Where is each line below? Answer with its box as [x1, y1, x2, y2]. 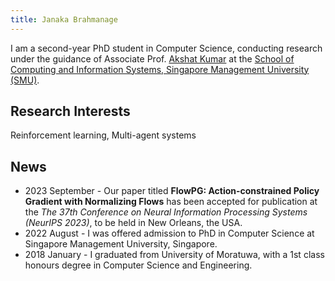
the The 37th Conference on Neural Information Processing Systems [24, 206, 308, 218]
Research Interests [10, 103, 131, 120]
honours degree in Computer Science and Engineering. [24, 259, 253, 271]
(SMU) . [10, 74, 40, 86]
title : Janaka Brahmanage [10, 14, 118, 25]
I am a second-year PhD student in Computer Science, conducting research [10, 42, 323, 54]
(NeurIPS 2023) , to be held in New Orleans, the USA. [24, 217, 243, 229]
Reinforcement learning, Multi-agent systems [10, 129, 197, 141]
